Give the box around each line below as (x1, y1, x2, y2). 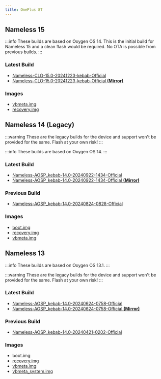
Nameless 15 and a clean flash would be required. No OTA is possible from (5, 44, 156, 50)
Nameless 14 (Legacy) (5, 121, 75, 129)
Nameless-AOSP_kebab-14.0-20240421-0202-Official (12, 329, 122, 335)
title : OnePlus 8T (5, 7, 43, 12)
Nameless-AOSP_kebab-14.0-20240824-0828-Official (12, 201, 123, 207)
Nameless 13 (5, 249, 45, 258)
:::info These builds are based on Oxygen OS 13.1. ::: (5, 262, 110, 268)
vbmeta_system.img (12, 368, 53, 375)
